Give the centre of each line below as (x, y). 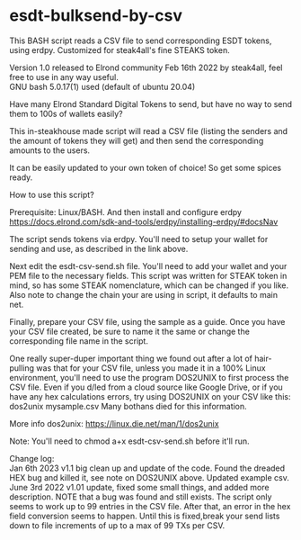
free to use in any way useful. (64, 76)
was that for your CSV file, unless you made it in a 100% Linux (151, 368)
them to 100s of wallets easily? (66, 113)
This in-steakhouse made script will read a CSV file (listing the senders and (149, 130)
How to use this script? (52, 194)
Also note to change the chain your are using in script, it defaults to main (144, 294)
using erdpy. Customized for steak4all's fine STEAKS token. (120, 49)
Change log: (32, 458)
